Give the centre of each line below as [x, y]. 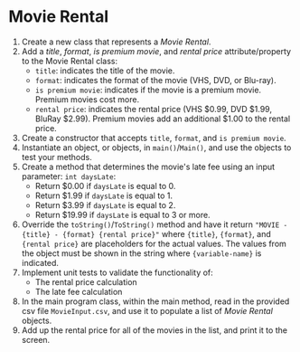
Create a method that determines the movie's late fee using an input [148, 166]
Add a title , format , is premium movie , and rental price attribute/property [156, 51]
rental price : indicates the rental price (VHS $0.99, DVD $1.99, [154, 109]
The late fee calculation [79, 291]
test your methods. [56, 157]
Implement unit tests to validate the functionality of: [117, 272]
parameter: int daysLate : [69, 176]
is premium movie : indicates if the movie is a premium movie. [148, 90]
